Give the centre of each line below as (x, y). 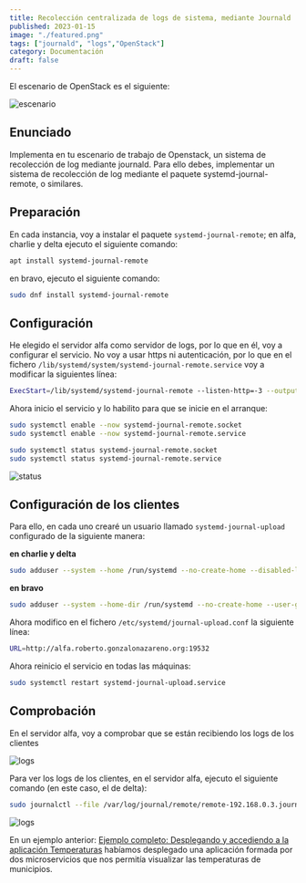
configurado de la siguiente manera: (77, 536)
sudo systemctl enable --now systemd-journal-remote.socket (126, 425)
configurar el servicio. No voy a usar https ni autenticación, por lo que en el (151, 355)
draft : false (34, 60)
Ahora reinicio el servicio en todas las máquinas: (100, 666)
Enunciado (41, 133)
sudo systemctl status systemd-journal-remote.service (116, 458)
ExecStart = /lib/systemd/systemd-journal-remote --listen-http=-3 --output (154, 391)
